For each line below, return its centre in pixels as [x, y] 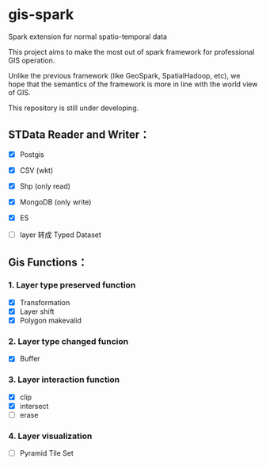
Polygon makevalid [50, 320]
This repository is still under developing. [74, 108]
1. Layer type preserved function [72, 285]
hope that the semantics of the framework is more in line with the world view [133, 84]
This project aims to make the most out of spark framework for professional [131, 52]
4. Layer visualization [50, 436]
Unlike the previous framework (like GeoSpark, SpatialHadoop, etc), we [124, 75]
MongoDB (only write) [55, 202]
